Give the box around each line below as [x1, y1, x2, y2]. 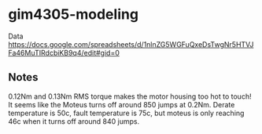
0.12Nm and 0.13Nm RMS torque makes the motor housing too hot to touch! [8, 92, 252, 101]
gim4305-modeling [8, 5, 139, 24]
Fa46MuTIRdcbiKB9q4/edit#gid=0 [8, 48, 120, 57]
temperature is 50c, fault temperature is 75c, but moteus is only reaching [8, 108, 245, 118]
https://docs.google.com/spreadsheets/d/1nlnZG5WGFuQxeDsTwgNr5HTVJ [8, 39, 254, 49]
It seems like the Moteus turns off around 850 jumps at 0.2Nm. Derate [8, 100, 235, 109]
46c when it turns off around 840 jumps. [8, 116, 140, 126]
